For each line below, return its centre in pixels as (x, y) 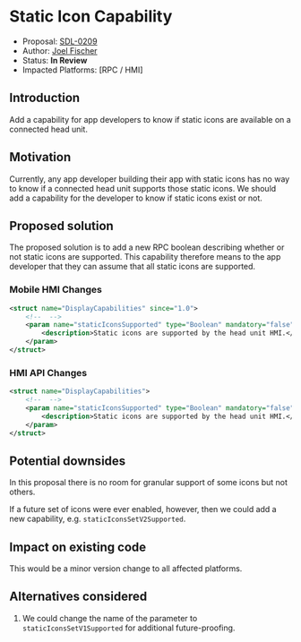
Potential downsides (68, 461)
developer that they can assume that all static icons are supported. (133, 267)
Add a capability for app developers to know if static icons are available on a (150, 119)
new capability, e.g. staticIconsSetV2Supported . (98, 519)
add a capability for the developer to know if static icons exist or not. (136, 198)
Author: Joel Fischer (60, 50)
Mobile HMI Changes (56, 290)
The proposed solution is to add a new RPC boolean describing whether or (147, 247)
